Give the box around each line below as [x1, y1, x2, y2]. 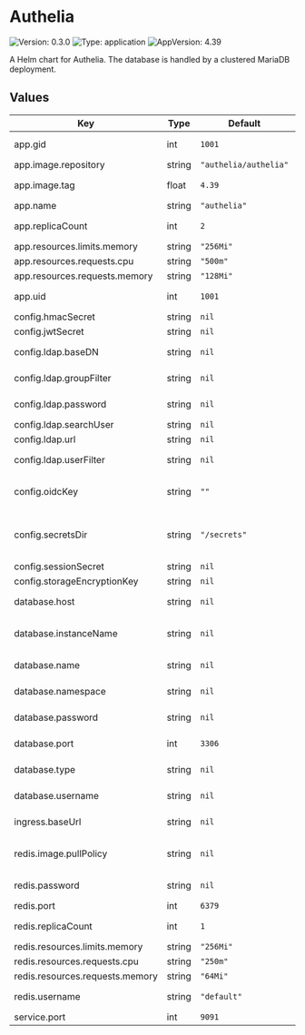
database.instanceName [14, 626, 118, 639]
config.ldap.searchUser [14, 418, 114, 430]
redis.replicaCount [14, 920, 93, 932]
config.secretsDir [14, 528, 88, 541]
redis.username [14, 990, 81, 1002]
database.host [14, 595, 75, 607]
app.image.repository [14, 158, 105, 171]
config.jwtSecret [14, 325, 84, 338]
